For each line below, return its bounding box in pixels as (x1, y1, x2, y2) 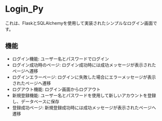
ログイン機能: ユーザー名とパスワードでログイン (12, 56, 109, 61)
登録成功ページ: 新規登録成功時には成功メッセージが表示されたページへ (12, 104, 156, 110)
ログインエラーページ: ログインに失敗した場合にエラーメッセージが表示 (12, 74, 156, 80)
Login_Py (5, 3, 44, 15)
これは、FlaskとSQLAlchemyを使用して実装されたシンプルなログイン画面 (5, 20, 153, 26)
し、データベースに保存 (12, 99, 60, 104)
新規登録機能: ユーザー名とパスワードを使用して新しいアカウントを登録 (12, 92, 157, 98)
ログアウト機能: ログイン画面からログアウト (12, 86, 101, 92)
